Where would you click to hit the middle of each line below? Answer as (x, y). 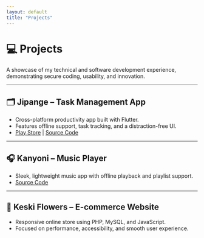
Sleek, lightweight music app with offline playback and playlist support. (104, 176)
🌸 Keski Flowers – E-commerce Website (83, 207)
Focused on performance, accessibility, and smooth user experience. (102, 228)
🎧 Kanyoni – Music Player (57, 158)
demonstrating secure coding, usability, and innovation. (76, 76)
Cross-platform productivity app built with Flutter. (77, 120)
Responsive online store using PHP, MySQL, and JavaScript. (90, 222)
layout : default (27, 12)
